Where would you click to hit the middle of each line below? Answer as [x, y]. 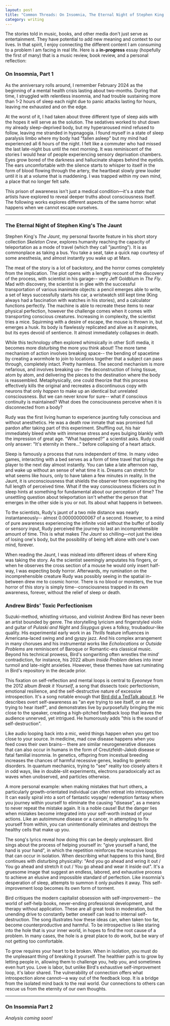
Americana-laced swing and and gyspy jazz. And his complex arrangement [83, 638]
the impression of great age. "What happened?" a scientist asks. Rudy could [85, 439]
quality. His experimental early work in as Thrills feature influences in [77, 633]
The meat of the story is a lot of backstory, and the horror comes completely [85, 268]
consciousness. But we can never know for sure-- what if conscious [76, 396]
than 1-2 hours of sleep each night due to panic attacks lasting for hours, [81, 101]
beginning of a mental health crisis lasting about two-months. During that [81, 90]
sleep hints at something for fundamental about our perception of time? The [84, 491]
